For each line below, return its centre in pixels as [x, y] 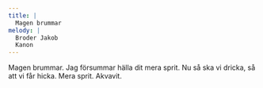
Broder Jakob [37, 38]
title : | [23, 15]
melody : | [25, 30]
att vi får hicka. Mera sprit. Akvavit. [65, 76]
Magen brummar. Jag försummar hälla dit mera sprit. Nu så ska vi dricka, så [132, 67]
